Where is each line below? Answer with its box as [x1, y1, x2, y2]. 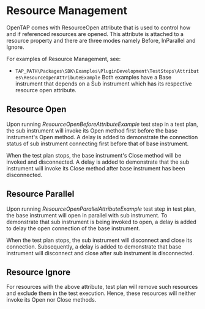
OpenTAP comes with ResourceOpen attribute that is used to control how [6, 24, 191, 31]
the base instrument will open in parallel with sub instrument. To [6, 211, 168, 219]
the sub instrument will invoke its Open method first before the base [6, 126, 177, 134]
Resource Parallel [6, 189, 75, 199]
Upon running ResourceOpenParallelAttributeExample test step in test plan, [6, 205, 196, 213]
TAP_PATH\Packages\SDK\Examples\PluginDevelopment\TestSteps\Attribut [15, 68, 199, 74]
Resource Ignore [6, 267, 71, 277]
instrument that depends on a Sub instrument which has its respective [15, 80, 192, 87]
